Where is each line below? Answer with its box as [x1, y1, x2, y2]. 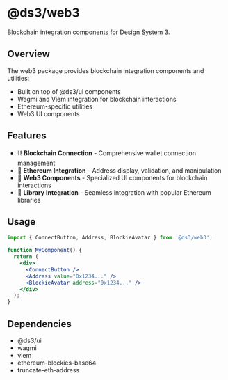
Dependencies [7, 318, 72, 330]
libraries [17, 196, 41, 204]
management [17, 159, 56, 167]
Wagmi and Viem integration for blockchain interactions [17, 95, 177, 103]
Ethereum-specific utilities [17, 102, 92, 111]
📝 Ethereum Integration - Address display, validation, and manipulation [17, 166, 222, 175]
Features [7, 130, 47, 142]
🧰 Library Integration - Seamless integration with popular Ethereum [17, 188, 212, 196]
